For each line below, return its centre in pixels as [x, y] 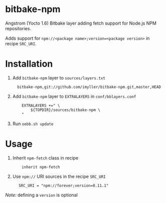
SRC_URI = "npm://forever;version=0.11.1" [63, 185]
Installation [29, 64]
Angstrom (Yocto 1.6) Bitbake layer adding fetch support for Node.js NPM [81, 23]
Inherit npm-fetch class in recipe [45, 158]
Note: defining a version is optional [41, 195]
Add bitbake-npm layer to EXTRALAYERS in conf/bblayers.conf [74, 96]
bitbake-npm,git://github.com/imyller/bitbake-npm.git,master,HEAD [89, 87]
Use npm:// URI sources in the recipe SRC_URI [59, 176]
